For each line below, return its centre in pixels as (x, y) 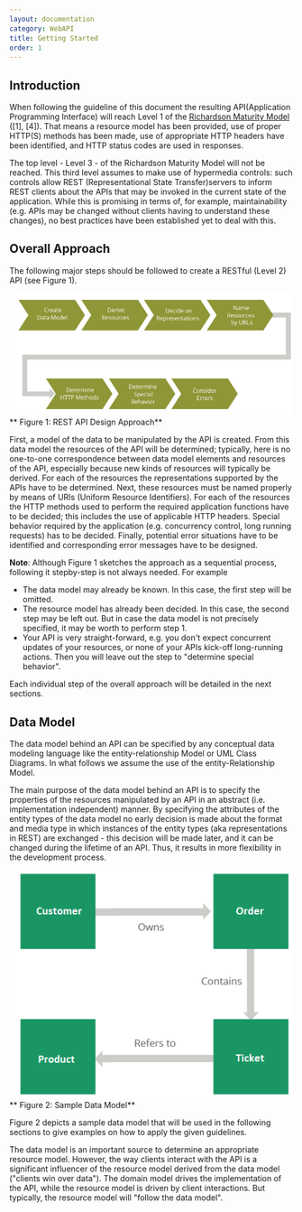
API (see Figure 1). (43, 280)
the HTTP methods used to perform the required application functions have (149, 507)
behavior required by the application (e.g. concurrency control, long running (151, 526)
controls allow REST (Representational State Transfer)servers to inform (141, 182)
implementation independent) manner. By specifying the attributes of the (144, 809)
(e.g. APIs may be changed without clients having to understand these (140, 211)
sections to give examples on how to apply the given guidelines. (128, 1132)
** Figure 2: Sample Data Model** (72, 1105)
